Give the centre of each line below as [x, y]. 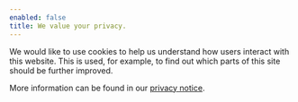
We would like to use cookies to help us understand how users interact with [149, 51]
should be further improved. [61, 70]
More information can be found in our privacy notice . [107, 88]
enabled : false [38, 17]
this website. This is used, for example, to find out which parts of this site [145, 61]
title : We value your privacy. [68, 26]
